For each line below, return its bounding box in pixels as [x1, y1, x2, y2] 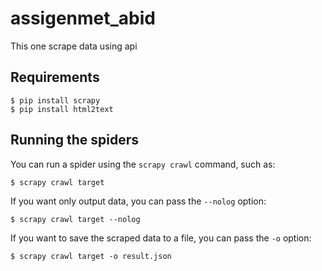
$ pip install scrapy [10, 95, 101, 106]
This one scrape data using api [10, 40, 138, 52]
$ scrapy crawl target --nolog [10, 214, 141, 224]
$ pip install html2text [10, 104, 114, 114]
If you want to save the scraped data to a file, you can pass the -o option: [10, 232, 312, 244]
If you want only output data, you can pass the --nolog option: [10, 195, 267, 207]
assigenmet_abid [10, 7, 156, 30]
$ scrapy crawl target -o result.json [10, 251, 172, 261]
